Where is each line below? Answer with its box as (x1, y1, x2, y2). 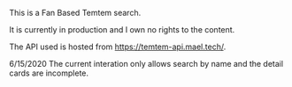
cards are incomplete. (9, 68, 89, 78)
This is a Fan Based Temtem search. (9, 8, 142, 18)
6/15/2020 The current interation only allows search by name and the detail (9, 59, 284, 69)
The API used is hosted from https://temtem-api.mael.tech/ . (9, 41, 227, 52)
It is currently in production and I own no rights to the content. (9, 25, 235, 34)
